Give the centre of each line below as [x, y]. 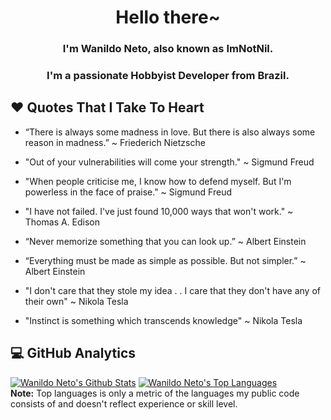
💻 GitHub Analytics [73, 353]
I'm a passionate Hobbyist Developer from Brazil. [168, 76]
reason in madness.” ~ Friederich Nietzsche [115, 142]
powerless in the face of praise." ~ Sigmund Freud [128, 192]
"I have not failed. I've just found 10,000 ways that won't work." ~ [159, 211]
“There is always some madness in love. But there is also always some [170, 132]
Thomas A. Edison [62, 222]
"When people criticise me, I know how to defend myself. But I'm [158, 181]
